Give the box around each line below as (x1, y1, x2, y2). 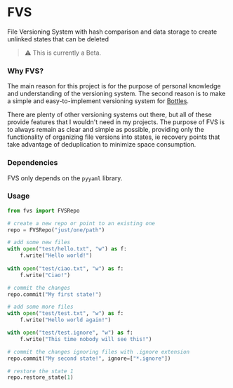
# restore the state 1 (7, 368, 74, 375)
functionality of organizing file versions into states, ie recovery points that (7, 133, 220, 141)
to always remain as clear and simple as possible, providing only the (7, 126, 205, 134)
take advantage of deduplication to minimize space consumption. (7, 140, 197, 149)
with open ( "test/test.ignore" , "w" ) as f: (7, 329, 133, 337)
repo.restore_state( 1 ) (7, 374, 74, 381)
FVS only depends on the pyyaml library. (7, 173, 123, 182)
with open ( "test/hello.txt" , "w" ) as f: (7, 246, 128, 253)
